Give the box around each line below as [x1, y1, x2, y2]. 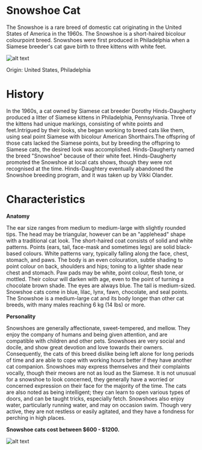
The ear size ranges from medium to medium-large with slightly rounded [6, 224, 186, 231]
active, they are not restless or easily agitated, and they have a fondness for [6, 408, 194, 415]
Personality [6, 312, 36, 320]
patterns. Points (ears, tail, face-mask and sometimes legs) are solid [6, 243, 176, 250]
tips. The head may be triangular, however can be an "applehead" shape [6, 230, 186, 238]
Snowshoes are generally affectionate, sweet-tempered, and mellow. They [6, 324, 191, 332]
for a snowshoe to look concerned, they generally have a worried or [6, 375, 174, 383]
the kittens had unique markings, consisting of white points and [6, 120, 164, 127]
